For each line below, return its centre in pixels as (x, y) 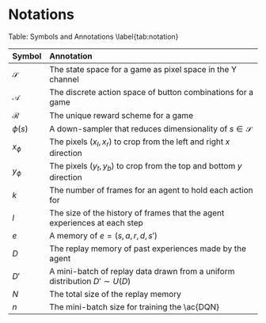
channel (64, 79)
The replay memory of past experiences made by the (148, 249)
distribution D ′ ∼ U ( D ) (90, 281)
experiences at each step (96, 223)
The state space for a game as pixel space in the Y (143, 69)
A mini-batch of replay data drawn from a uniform (142, 272)
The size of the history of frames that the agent (137, 213)
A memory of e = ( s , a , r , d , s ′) (103, 236)
